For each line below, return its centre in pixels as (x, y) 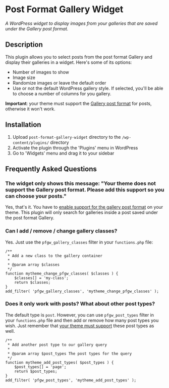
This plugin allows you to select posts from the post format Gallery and (79, 57)
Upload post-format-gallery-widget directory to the (67, 137)
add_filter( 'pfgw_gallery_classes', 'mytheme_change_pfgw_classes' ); (82, 291)
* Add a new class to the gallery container (55, 256)
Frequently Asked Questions (51, 169)
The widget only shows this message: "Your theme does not (81, 183)
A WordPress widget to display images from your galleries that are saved (81, 23)
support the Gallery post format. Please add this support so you (85, 189)
